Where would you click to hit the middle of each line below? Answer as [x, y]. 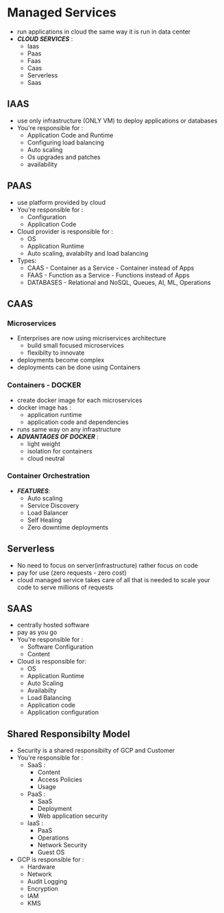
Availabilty [42, 690]
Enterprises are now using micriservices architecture [91, 338]
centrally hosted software [53, 625]
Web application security [73, 816]
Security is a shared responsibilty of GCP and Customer [96, 751]
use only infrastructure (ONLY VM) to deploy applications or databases [117, 121]
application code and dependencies [78, 422]
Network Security [62, 845]
